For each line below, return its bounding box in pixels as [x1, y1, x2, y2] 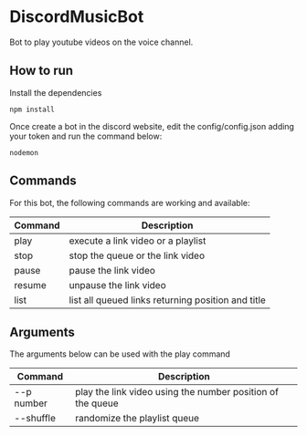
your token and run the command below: [9, 130, 163, 141]
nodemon [9, 148, 39, 157]
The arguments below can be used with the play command [9, 348, 231, 359]
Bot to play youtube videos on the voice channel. [9, 36, 194, 47]
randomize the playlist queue [74, 412, 199, 425]
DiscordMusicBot [9, 6, 144, 27]
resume [14, 278, 48, 291]
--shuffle [14, 412, 57, 425]
